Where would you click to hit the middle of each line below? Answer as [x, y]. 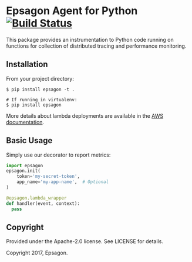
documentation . [25, 122]
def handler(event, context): [43, 203]
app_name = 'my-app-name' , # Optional [63, 182]
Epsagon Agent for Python [72, 11]
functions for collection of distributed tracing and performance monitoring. [96, 46]
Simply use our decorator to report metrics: [58, 155]
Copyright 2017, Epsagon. [37, 253]
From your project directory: [40, 78]
